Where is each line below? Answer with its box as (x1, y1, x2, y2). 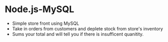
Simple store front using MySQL (12, 20, 79, 26)
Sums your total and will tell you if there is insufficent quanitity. (12, 31, 144, 37)
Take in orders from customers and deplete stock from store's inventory (12, 25, 163, 31)
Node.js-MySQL (5, 4, 74, 15)
